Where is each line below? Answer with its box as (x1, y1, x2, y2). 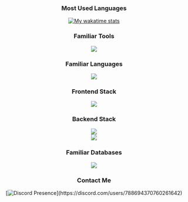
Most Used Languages (61, 4, 127, 12)
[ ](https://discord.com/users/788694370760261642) (5, 190, 183, 197)
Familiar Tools (73, 32, 115, 41)
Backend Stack (72, 115, 116, 123)
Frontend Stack (71, 87, 117, 95)
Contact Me (76, 176, 112, 184)
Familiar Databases (65, 149, 122, 157)
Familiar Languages (65, 60, 123, 68)
